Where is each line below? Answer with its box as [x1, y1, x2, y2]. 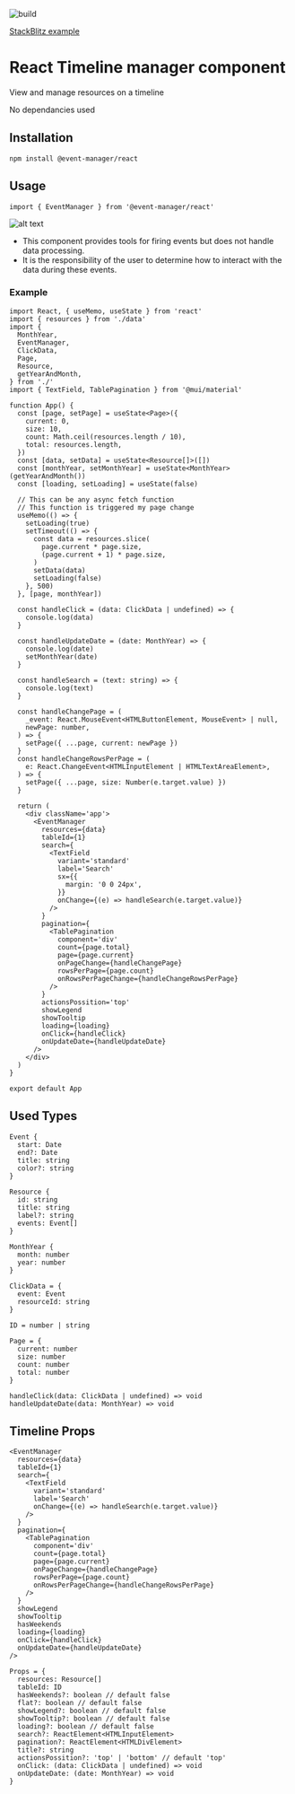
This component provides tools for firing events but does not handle [22, 235, 274, 246]
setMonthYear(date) [25, 652, 99, 661]
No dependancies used [9, 104, 96, 115]
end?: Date [17, 1148, 58, 1157]
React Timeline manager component [9, 57, 286, 78]
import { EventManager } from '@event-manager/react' [9, 202, 215, 211]
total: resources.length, [25, 440, 123, 449]
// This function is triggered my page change [17, 503, 195, 512]
